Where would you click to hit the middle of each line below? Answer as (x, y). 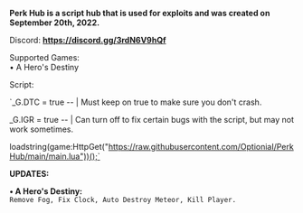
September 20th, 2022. (55, 23)
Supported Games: (44, 57)
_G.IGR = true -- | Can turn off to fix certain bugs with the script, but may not (152, 120)
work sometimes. (42, 129)
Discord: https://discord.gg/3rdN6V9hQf (88, 40)
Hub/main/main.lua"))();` (55, 156)
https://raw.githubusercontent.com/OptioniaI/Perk (201, 147)
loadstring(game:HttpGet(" (59, 147)
